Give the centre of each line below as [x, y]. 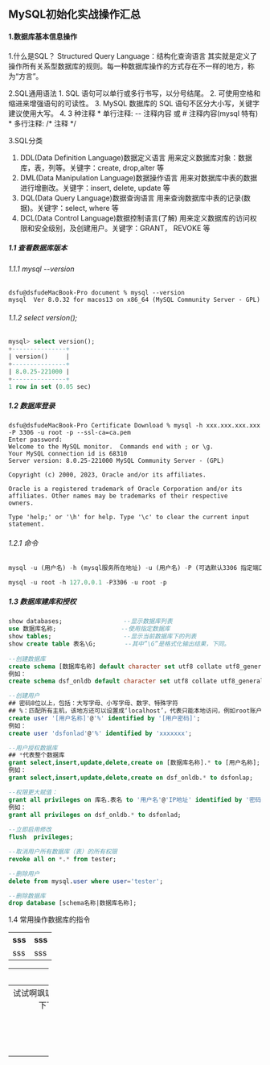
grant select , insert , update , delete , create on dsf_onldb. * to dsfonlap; [131, 778]
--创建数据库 [27, 658]
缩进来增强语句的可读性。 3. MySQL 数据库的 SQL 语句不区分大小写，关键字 [134, 103]
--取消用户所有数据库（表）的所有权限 [63, 852]
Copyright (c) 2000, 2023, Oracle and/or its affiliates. [107, 475]
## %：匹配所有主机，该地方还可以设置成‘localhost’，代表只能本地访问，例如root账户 [135, 711]
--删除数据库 [27, 896]
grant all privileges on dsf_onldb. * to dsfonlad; [95, 815]
